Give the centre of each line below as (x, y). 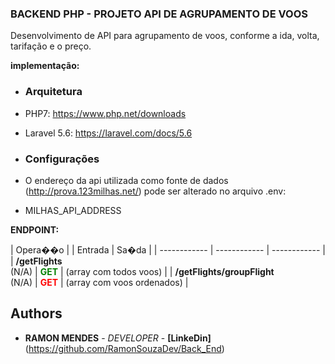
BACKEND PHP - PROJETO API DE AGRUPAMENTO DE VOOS (159, 14)
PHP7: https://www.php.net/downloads (105, 113)
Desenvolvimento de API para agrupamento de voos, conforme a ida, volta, (165, 36)
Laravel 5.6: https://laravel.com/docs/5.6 (108, 133)
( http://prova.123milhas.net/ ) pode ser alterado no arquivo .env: (155, 191)
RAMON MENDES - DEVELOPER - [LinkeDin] (118, 338)
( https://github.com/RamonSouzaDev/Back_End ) (124, 348)
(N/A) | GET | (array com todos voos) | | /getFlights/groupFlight (142, 271)
